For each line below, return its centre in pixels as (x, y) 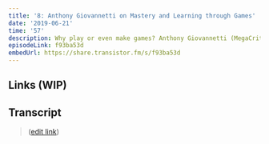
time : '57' (26, 30)
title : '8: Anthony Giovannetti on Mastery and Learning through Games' (132, 16)
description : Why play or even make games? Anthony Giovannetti (118, 38)
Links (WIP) (38, 85)
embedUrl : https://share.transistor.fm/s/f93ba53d (94, 53)
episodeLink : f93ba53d (46, 46)
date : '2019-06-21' (41, 23)
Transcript (35, 112)
